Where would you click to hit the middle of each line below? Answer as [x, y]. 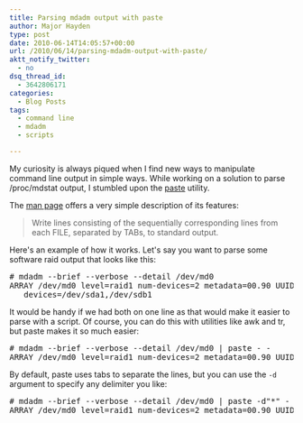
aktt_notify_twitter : [50, 60]
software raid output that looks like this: [83, 259]
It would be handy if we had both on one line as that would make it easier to [150, 311]
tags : [19, 110]
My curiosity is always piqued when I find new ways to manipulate [132, 169]
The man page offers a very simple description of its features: [124, 205]
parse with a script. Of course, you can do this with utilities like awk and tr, [147, 321]
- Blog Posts [42, 101]
